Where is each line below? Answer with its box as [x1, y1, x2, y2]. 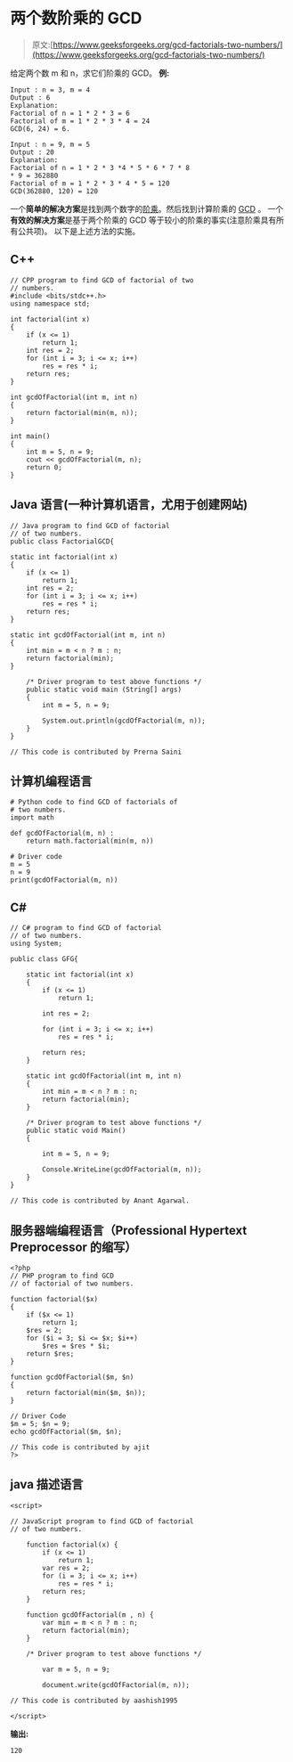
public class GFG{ [10, 955, 78, 964]
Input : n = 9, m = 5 [10, 140, 91, 149]
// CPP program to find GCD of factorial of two [10, 275, 194, 285]
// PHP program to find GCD [10, 1271, 115, 1280]
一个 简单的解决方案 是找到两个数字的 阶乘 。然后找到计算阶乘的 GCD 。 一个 [10, 203, 284, 214]
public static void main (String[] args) [26, 685, 182, 694]
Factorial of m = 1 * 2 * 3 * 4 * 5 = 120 [10, 179, 170, 188]
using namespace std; [10, 299, 91, 308]
